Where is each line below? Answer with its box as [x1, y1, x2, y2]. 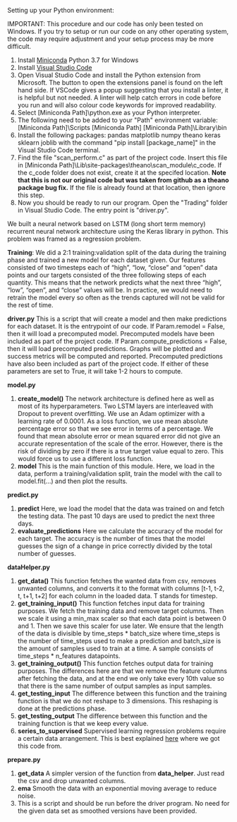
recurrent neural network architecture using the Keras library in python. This [7, 227, 229, 235]
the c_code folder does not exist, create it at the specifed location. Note [17, 169, 227, 177]
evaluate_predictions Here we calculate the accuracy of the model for [17, 527, 224, 535]
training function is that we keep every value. [17, 720, 149, 727]
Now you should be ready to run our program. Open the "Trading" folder [17, 198, 228, 207]
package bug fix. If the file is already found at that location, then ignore [17, 184, 226, 191]
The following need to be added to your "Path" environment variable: [17, 116, 218, 124]
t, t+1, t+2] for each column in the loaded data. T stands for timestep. [17, 592, 218, 600]
